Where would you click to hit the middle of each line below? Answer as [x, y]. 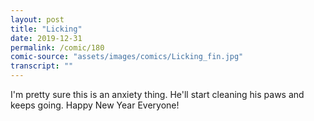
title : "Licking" [46, 29]
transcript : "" [42, 66]
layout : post [37, 19]
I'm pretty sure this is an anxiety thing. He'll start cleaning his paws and [157, 94]
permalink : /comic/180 [57, 47]
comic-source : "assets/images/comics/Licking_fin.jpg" [127, 57]
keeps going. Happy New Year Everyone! [95, 105]
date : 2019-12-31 [46, 38]
